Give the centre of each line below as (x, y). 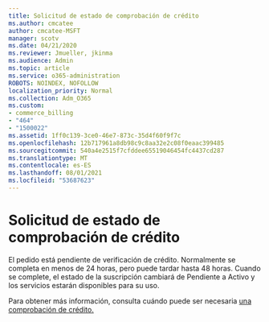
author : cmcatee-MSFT (45, 31)
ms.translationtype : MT (48, 158)
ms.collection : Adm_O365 (50, 98)
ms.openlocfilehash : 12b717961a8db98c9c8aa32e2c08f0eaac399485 (116, 143)
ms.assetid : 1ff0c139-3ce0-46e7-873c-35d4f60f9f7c (95, 135)
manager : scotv (34, 38)
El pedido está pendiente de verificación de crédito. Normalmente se (122, 259)
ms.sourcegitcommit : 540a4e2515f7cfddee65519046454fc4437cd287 (116, 151)
